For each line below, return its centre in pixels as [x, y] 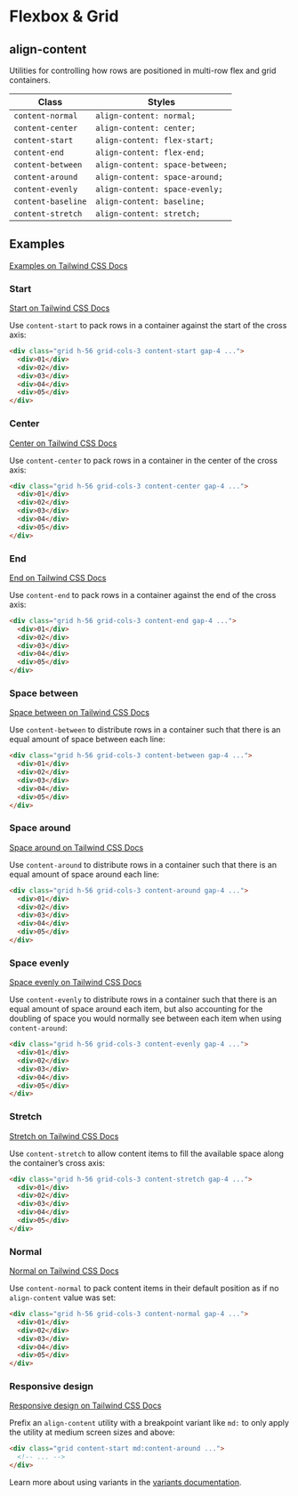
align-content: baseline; [150, 202]
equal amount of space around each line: [85, 874]
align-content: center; [145, 128]
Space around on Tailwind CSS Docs [77, 847]
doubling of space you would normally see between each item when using [145, 1019]
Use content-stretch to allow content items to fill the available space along [147, 1153]
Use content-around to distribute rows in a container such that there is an [143, 864]
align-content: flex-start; [154, 140]
